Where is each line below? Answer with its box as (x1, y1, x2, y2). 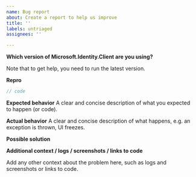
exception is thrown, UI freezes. (6, 124, 86, 130)
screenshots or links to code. (6, 166, 78, 172)
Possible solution (6, 135, 51, 143)
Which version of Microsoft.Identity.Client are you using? (6, 53, 153, 60)
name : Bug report (6, 8, 50, 15)
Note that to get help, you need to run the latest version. (6, 65, 146, 72)
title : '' (6, 20, 31, 26)
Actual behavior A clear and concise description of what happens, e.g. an (6, 117, 191, 124)
